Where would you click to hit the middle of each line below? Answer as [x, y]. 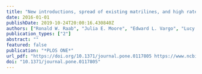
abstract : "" [23, 39]
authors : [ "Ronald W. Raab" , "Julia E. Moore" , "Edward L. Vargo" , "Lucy [101, 28]
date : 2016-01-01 [28, 17]
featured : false [26, 45]
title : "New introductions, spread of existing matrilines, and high [95, 12]
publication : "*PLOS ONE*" [40, 51]
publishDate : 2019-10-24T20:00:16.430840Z [60, 23]
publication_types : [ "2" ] [38, 34]
